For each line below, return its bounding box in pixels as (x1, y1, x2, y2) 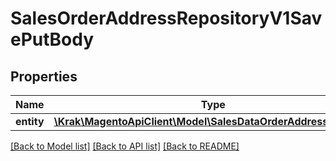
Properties (10, 68, 78, 85)
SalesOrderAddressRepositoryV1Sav (10, 7, 323, 30)
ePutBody (10, 28, 95, 51)
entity (15, 115, 45, 128)
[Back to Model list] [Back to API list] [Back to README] (10, 140, 240, 152)
